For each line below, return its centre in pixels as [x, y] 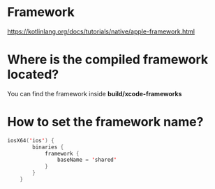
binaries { [48, 147]
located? [33, 75]
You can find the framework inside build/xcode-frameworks [95, 93]
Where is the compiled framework [108, 60]
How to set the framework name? [105, 122]
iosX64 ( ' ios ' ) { [31, 140]
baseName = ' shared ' [87, 160]
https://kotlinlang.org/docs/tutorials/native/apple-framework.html [101, 31]
